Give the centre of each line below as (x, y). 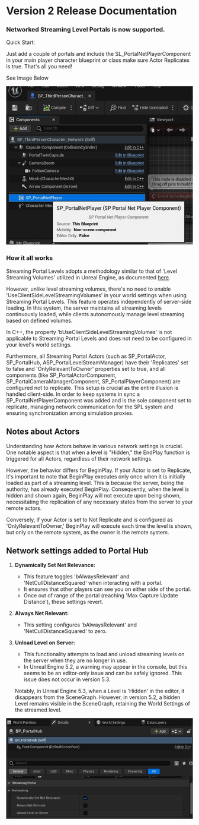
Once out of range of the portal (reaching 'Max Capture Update (101, 596)
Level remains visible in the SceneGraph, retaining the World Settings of (102, 704)
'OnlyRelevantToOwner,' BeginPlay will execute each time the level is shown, (99, 526)
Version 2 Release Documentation (92, 11)
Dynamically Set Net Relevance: (55, 565)
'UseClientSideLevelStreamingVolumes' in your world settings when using (96, 295)
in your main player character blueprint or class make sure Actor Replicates (98, 60)
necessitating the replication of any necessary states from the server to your (99, 502)
